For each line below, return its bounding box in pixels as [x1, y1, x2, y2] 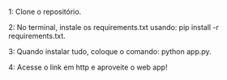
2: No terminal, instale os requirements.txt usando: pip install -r [8, 23, 219, 32]
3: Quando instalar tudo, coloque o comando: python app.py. [8, 47, 212, 56]
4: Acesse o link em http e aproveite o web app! [8, 62, 168, 72]
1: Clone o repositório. [8, 7, 82, 16]
